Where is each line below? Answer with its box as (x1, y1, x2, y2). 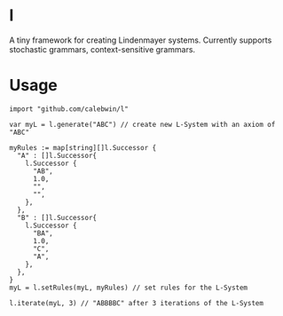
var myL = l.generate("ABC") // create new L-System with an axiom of (9, 120, 276, 129)
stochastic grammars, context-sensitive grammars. (9, 43, 196, 54)
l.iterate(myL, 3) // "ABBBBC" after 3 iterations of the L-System (9, 298, 264, 307)
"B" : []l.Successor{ (17, 213, 98, 222)
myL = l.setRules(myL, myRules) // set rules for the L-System (9, 283, 248, 292)
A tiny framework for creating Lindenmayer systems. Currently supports (9, 35, 272, 45)
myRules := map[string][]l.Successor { (9, 143, 157, 152)
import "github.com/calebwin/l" (9, 104, 129, 114)
